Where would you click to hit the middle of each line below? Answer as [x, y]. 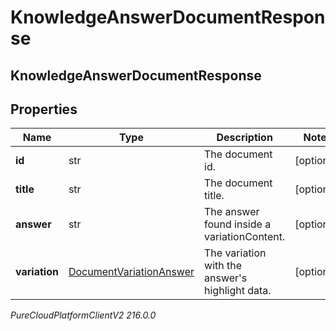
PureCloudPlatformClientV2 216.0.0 [83, 315]
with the [223, 266]
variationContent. [245, 237]
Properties [44, 109]
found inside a [238, 224]
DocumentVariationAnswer [131, 272]
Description [244, 138]
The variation [235, 253]
